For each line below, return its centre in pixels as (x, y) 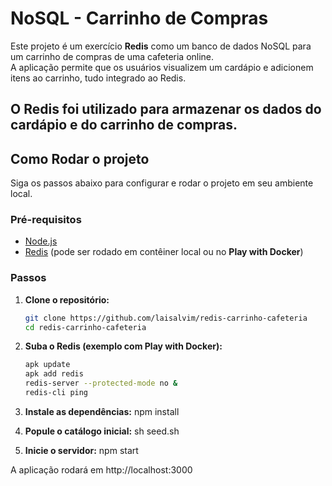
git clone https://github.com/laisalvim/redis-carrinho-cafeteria (166, 318)
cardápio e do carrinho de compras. (124, 125)
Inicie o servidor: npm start (81, 450)
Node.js (41, 241)
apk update (47, 365)
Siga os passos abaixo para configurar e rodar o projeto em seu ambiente (162, 183)
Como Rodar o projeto (80, 158)
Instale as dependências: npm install (102, 411)
